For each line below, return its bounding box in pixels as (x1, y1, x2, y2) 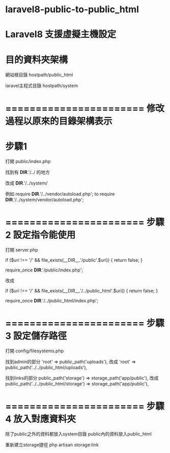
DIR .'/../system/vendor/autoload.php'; (5, 197, 84, 203)
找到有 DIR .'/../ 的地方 (5, 169, 50, 175)
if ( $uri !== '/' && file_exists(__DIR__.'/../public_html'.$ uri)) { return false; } (5, 288, 158, 294)
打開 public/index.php (5, 158, 51, 165)
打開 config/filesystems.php (5, 348, 64, 354)
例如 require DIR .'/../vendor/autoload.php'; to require (5, 191, 115, 197)
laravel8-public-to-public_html (5, 4, 139, 15)
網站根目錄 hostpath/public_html (5, 72, 73, 78)
